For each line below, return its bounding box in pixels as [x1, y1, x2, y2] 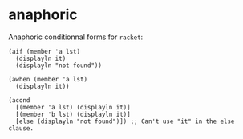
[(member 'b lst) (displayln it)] [15, 110, 131, 118]
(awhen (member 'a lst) [8, 75, 88, 83]
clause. [8, 124, 34, 133]
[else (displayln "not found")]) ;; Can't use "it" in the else [15, 117, 235, 125]
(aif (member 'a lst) [8, 47, 81, 55]
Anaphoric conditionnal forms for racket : [8, 32, 144, 42]
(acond [8, 96, 30, 105]
